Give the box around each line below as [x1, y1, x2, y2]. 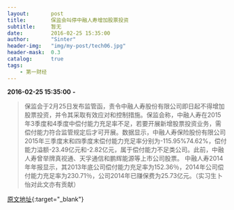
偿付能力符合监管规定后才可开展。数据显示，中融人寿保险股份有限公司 [24, 128, 226, 136]
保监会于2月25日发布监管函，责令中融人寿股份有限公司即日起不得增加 [24, 102, 225, 110]
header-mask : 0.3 [7, 49, 61, 56]
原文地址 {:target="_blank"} [7, 195, 84, 203]
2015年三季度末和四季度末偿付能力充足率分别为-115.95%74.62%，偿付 [24, 136, 227, 145]
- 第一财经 [19, 68, 47, 75]
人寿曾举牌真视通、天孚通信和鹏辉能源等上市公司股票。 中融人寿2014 [24, 154, 224, 162]
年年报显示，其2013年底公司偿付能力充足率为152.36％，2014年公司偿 [24, 163, 224, 171]
